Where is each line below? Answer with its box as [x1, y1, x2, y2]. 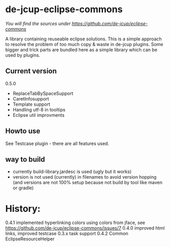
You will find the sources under [5, 20, 71, 27]
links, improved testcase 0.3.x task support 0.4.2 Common [5, 231, 129, 237]
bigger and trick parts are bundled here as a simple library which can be [5, 46, 158, 53]
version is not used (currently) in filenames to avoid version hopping [12, 174, 157, 180]
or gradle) [12, 185, 34, 191]
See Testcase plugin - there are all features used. [5, 140, 109, 146]
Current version [5, 67, 57, 76]
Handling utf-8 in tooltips [12, 106, 66, 113]
